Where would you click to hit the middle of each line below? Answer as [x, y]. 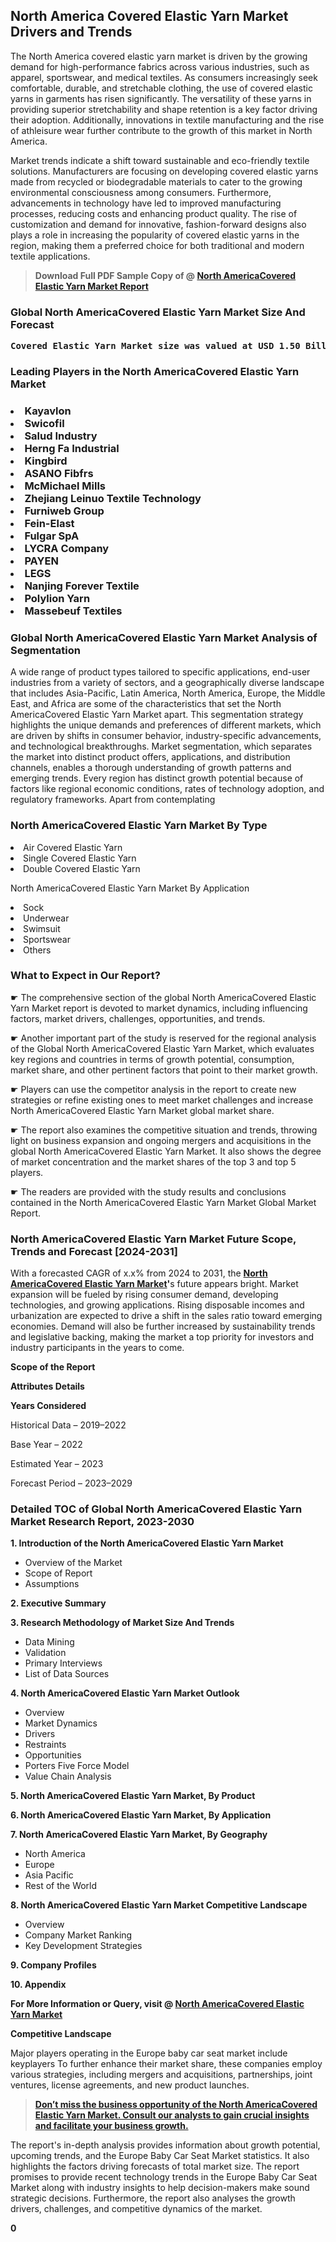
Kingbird [46, 461]
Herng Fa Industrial [72, 448]
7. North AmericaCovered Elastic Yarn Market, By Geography [139, 1835]
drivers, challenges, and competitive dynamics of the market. [136, 2209]
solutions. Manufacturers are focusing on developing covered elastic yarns [164, 171]
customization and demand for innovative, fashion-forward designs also [158, 224]
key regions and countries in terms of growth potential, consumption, [152, 1059]
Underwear [46, 918]
